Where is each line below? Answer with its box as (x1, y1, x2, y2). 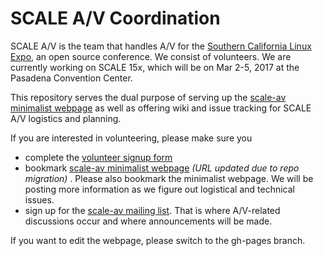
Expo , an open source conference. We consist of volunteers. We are (10, 50, 292, 62)
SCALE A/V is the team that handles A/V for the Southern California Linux (10, 40, 312, 52)
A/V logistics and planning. (10, 112, 122, 124)
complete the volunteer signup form (24, 151, 173, 163)
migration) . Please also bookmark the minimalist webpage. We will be (24, 172, 314, 184)
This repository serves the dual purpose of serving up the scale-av (10, 91, 287, 103)
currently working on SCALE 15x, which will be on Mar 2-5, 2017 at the (10, 61, 300, 73)
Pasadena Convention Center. (10, 72, 133, 84)
